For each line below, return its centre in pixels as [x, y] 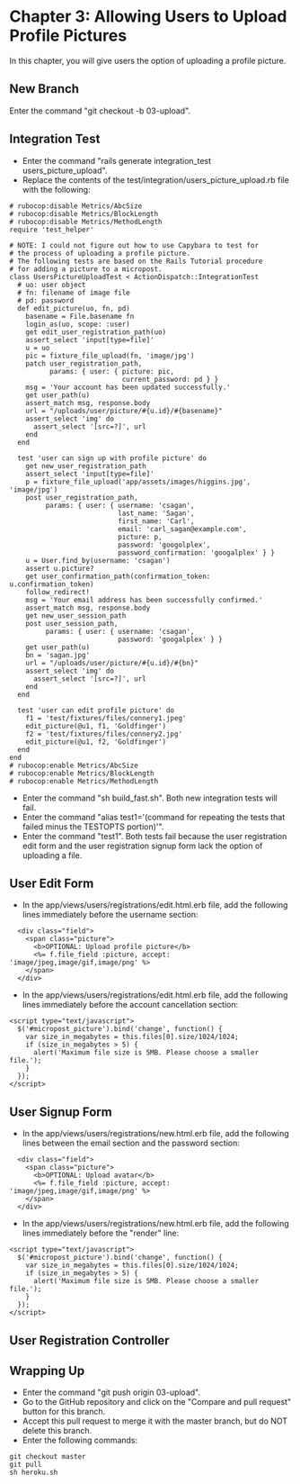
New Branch [44, 89]
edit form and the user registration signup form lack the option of [142, 846]
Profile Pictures [68, 36]
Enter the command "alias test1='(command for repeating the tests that [154, 817]
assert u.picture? [60, 568]
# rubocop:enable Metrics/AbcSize [74, 765]
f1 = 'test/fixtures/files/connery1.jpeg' [106, 718]
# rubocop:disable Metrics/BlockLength [84, 213]
